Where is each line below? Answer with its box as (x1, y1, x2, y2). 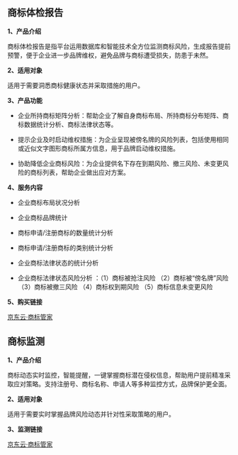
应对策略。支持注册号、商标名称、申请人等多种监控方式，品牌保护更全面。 (13, 379, 231, 388)
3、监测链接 (7, 424, 43, 433)
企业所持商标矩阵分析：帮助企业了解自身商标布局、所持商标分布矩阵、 (17, 111, 223, 119)
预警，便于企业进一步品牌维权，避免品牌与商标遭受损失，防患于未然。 (7, 50, 212, 59)
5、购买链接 (7, 297, 42, 306)
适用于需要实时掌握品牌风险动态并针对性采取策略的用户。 (7, 410, 175, 418)
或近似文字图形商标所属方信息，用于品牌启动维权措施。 (17, 144, 179, 153)
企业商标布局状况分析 (17, 198, 80, 207)
